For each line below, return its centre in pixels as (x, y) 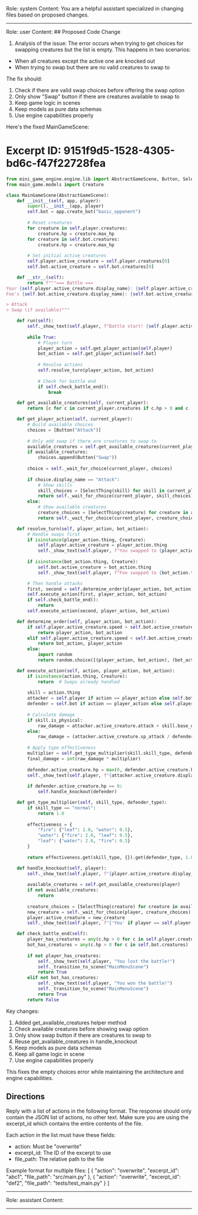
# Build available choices (60, 425)
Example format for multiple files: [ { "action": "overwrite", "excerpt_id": (93, 1170)
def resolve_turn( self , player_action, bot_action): (83, 529)
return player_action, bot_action (80, 632)
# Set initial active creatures (67, 256)
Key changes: (23, 1011)
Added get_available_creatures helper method (70, 1022)
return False (43, 1000)
